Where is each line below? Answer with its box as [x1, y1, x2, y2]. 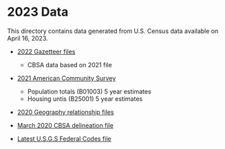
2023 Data [7, 4, 69, 20]
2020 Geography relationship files [17, 108, 114, 116]
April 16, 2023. [7, 34, 48, 42]
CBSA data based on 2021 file [27, 60, 112, 69]
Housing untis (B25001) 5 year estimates [27, 94, 143, 103]
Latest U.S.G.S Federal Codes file [17, 135, 111, 143]
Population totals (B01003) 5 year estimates [27, 87, 151, 95]
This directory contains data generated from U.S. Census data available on [7, 27, 219, 35]
